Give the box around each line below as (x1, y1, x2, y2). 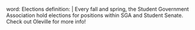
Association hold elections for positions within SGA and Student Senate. (6, 12, 184, 19)
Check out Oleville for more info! (6, 18, 86, 25)
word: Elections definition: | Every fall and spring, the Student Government (6, 6, 190, 12)
